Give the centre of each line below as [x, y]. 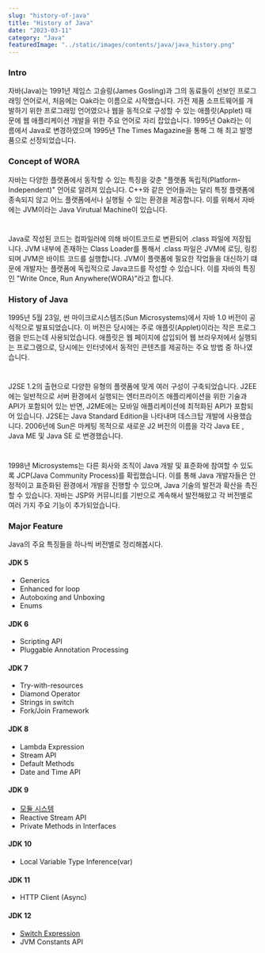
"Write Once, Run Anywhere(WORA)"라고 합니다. [95, 278]
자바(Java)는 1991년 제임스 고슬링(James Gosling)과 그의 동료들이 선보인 [122, 91]
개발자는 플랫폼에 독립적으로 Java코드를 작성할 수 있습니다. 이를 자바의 [132, 268]
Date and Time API [50, 772]
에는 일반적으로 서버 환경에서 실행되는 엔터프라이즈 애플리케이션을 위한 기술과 [128, 396]
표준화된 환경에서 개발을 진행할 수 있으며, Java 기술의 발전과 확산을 [139, 485]
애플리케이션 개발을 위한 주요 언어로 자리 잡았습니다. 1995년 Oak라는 [137, 120]
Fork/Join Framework [54, 711]
